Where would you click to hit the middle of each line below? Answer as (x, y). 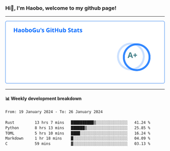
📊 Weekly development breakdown (44, 98)
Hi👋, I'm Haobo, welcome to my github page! (61, 8)
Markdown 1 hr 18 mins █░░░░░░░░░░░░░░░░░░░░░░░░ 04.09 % (78, 138)
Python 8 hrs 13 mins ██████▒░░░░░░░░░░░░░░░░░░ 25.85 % (78, 128)
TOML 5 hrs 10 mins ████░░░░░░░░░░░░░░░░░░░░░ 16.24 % (78, 133)
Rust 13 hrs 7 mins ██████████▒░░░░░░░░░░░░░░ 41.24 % (78, 122)
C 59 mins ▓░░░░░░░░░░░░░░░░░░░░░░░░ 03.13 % (78, 144)
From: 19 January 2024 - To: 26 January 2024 (54, 112)
